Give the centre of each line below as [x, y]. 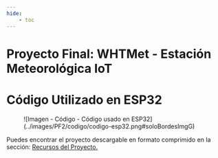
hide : [14, 13]
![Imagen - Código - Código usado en [77, 119]
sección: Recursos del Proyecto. [52, 147]
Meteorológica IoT [59, 68]
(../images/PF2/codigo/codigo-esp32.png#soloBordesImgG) [109, 126]
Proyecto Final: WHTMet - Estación [109, 54]
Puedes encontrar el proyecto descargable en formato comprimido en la [109, 139]
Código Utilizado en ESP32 [84, 100]
